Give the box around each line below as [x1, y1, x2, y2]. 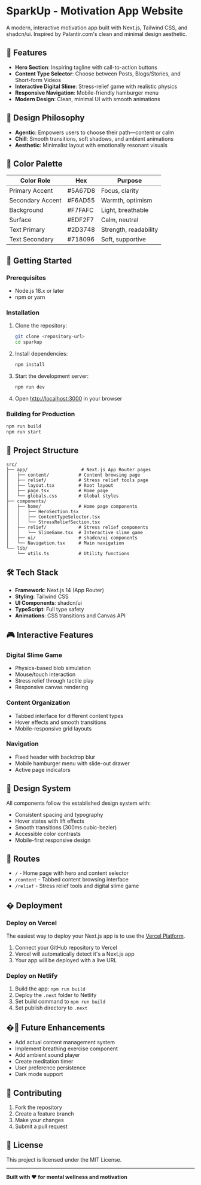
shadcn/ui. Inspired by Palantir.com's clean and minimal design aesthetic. [6, 30, 187, 37]
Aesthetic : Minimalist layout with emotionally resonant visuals [14, 141, 167, 148]
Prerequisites [6, 274, 46, 282]
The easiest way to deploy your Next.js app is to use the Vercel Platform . [6, 932, 185, 939]
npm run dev [14, 384, 45, 390]
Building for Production [6, 410, 75, 418]
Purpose [117, 177, 142, 185]
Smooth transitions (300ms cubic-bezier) [14, 823, 117, 831]
